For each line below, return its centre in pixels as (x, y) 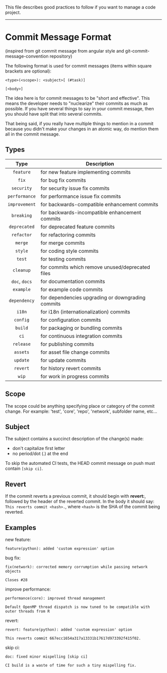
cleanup (22, 270)
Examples (21, 528)
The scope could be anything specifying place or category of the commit (80, 406)
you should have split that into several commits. (54, 114)
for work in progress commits (75, 376)
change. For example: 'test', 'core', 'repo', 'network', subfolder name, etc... (81, 411)
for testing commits (63, 259)
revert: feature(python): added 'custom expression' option (69, 630)
